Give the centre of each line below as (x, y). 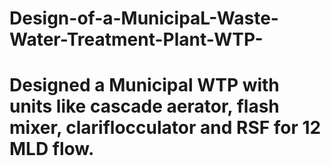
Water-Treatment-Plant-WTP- (136, 39)
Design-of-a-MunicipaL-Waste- (144, 18)
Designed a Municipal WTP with (144, 85)
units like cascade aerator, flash (144, 106)
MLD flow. (52, 149)
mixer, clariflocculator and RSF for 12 (165, 128)
